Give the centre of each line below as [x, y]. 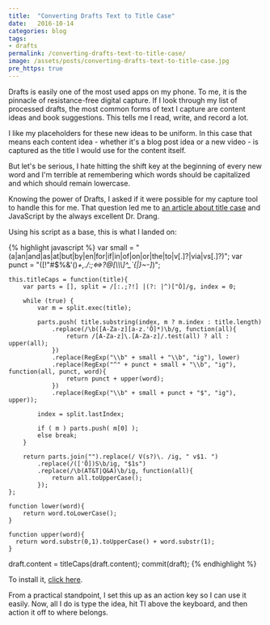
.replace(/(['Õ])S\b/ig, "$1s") [92, 463]
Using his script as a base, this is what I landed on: [93, 232]
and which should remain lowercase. [70, 183]
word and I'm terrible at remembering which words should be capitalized [129, 174]
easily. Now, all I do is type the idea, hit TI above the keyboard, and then [128, 603]
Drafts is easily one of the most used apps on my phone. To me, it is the [128, 91]
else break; [58, 435]
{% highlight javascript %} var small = [72, 247]
